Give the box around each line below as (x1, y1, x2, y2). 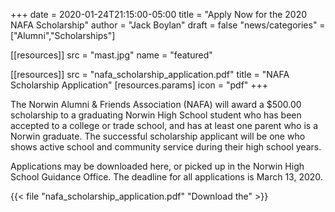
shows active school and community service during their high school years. (10, 141, 322, 153)
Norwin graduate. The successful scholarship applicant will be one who (10, 130, 306, 142)
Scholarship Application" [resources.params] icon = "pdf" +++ (10, 79, 269, 91)
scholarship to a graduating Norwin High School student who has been (10, 109, 302, 121)
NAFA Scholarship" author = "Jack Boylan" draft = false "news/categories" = (10, 19, 326, 31)
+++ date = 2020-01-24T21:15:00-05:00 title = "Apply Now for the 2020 (10, 9, 308, 20)
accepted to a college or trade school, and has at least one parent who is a (10, 120, 319, 131)
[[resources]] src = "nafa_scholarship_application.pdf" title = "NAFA (10, 69, 290, 80)
